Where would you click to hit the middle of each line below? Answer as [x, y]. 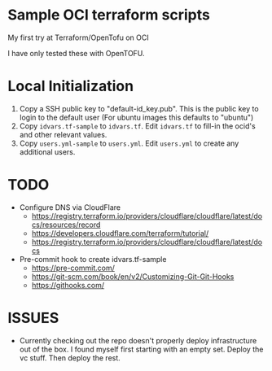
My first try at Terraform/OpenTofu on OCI [78, 37]
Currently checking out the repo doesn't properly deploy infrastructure [138, 340]
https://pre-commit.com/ [73, 268]
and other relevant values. [63, 134]
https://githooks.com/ [68, 285]
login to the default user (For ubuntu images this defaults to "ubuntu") [136, 117]
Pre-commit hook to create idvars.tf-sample [93, 259]
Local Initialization [71, 86]
